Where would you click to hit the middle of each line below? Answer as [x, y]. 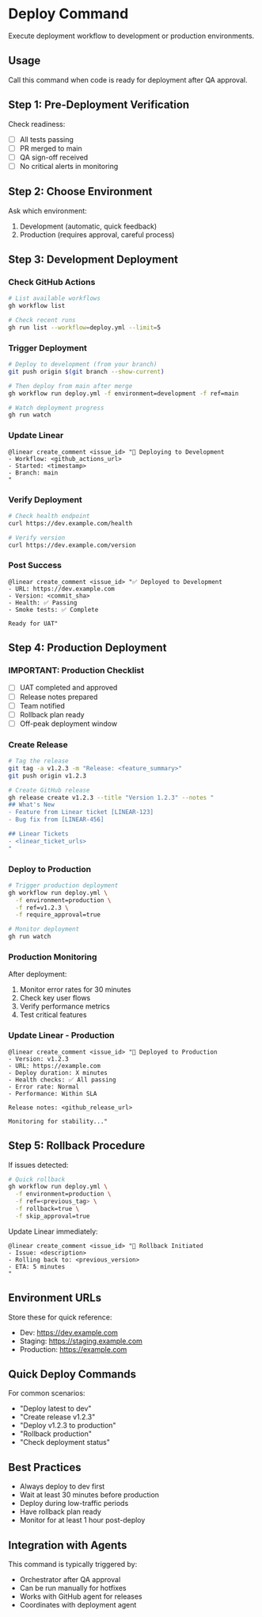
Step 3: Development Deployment [93, 260]
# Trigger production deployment [63, 885]
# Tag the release [38, 761]
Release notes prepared [59, 697]
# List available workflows [55, 298]
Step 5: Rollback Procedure [77, 1146]
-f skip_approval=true [53, 1216]
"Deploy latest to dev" [55, 1408]
